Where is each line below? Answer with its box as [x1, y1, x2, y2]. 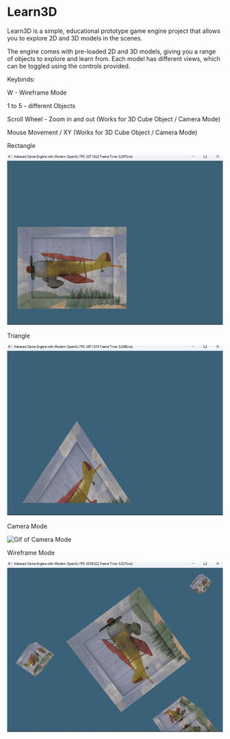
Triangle [7, 331, 31, 340]
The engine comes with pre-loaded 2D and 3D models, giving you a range [7, 47, 216, 55]
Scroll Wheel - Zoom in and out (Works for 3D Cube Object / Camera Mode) [7, 114, 221, 123]
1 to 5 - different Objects [7, 101, 76, 110]
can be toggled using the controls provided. [7, 62, 131, 70]
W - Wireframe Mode [7, 88, 67, 97]
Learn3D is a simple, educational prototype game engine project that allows [7, 27, 220, 35]
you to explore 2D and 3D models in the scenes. [7, 34, 142, 42]
